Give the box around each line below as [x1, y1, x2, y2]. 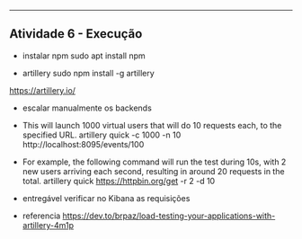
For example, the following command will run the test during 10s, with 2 [22, 156, 287, 167]
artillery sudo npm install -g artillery [22, 67, 155, 78]
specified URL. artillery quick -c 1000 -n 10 [22, 129, 182, 140]
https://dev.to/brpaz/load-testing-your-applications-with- [62, 210, 276, 221]
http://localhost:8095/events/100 [22, 138, 145, 149]
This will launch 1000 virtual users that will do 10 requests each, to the [22, 119, 282, 130]
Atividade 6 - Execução [9, 26, 143, 41]
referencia [22, 210, 61, 221]
